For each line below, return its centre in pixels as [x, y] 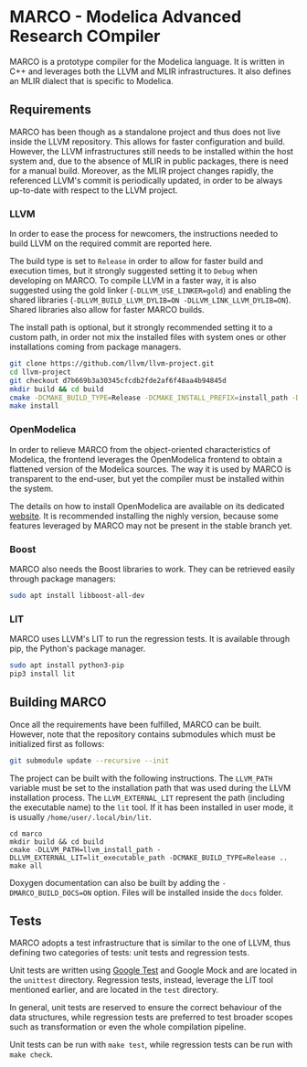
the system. [32, 488]
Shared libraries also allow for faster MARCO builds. [107, 310]
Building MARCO [58, 703]
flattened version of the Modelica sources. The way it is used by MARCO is [150, 469]
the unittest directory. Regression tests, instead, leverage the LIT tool [142, 980]
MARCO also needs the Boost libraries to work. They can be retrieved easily [152, 569]
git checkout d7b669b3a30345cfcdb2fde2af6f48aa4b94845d [118, 380]
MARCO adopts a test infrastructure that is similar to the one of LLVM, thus [150, 943]
